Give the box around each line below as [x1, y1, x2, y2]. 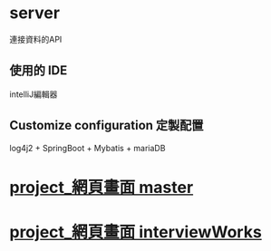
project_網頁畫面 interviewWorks [9, 221, 263, 242]
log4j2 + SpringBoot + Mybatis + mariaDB [9, 142, 166, 153]
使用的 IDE [9, 63, 68, 79]
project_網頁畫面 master [9, 177, 194, 198]
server [9, 3, 61, 24]
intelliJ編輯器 [9, 89, 58, 100]
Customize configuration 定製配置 [9, 118, 204, 133]
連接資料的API [9, 34, 63, 44]
